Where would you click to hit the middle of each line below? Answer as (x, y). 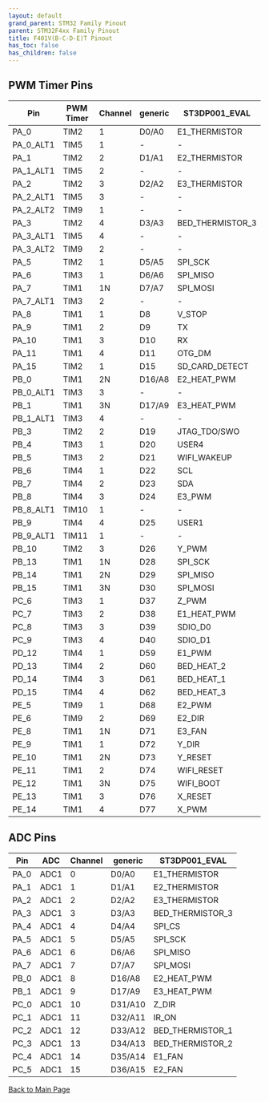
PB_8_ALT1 (34, 509)
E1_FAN (168, 1056)
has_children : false (43, 53)
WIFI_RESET (201, 770)
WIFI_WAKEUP (205, 457)
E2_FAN (168, 1069)
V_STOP (193, 314)
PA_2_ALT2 (34, 209)
